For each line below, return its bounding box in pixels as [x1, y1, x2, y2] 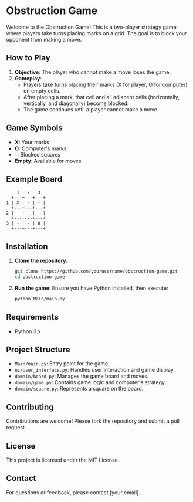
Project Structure [6, 345, 70, 355]
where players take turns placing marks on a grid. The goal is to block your [6, 29, 187, 36]
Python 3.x [14, 327, 41, 335]
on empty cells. [23, 87, 61, 94]
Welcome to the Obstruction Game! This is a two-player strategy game [6, 23, 177, 30]
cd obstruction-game [14, 274, 65, 280]
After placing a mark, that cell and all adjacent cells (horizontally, [23, 93, 180, 100]
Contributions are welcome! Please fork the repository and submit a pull [6, 418, 180, 425]
